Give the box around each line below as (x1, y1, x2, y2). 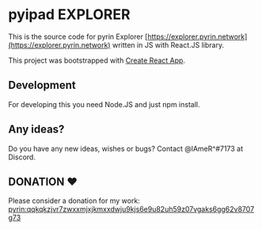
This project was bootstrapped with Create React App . (8, 56, 186, 65)
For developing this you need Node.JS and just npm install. (8, 99, 200, 109)
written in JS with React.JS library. (112, 40, 224, 49)
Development (8, 79, 77, 92)
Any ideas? (8, 123, 65, 136)
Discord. (8, 152, 36, 162)
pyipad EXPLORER (8, 6, 131, 24)
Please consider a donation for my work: (8, 196, 140, 205)
